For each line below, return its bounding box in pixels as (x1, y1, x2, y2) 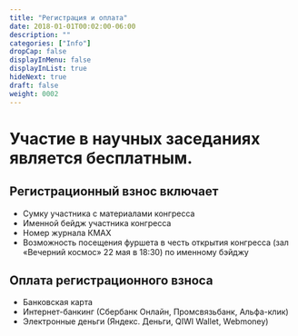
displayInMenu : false (9, 55, 92, 64)
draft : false (9, 81, 59, 90)
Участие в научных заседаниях (9, 128, 261, 149)
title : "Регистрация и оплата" (9, 13, 128, 23)
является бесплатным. (9, 147, 194, 168)
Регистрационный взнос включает (9, 183, 219, 200)
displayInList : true (9, 64, 88, 74)
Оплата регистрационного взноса (9, 272, 214, 288)
